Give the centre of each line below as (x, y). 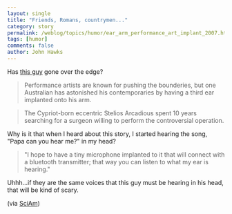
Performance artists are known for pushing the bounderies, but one (120, 85)
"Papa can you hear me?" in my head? (61, 141)
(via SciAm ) (23, 203)
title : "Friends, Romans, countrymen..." (68, 20)
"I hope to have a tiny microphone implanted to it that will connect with (124, 154)
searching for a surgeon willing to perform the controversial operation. (124, 120)
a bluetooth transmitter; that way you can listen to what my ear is (116, 162)
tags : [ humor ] (28, 39)
